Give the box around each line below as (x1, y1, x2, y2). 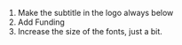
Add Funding (17, 17, 65, 27)
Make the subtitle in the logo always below (17, 8, 174, 18)
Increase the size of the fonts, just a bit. (17, 26, 162, 36)
